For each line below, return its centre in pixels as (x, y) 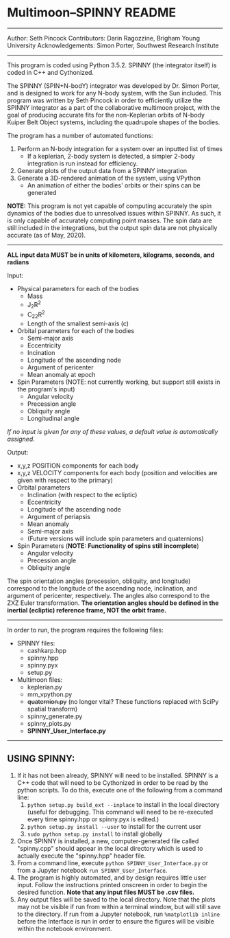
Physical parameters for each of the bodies (78, 288)
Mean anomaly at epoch (61, 374)
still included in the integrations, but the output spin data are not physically (112, 227)
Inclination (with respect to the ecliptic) (82, 494)
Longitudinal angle (53, 418)
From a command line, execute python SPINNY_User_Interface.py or (113, 862)
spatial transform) (52, 709)
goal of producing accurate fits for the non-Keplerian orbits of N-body (106, 115)
